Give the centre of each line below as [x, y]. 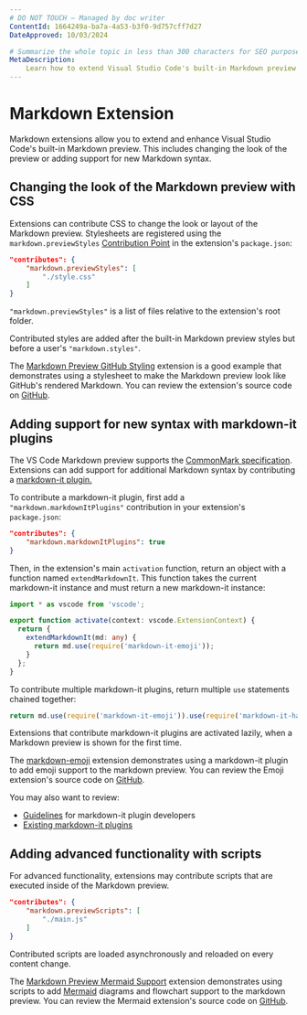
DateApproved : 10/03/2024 [58, 35]
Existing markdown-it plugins [78, 825]
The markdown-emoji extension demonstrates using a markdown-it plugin [149, 761]
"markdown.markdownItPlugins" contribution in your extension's [127, 507]
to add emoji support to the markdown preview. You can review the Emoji [147, 770]
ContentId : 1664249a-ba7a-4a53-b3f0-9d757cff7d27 [106, 27]
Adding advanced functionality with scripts [136, 854]
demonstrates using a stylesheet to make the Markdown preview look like [148, 376]
